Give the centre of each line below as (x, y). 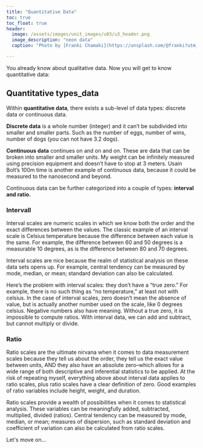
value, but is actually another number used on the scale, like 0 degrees (95, 304)
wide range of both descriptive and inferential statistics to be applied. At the (101, 371)
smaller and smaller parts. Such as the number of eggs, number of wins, (96, 132)
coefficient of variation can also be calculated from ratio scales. (85, 428)
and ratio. (19, 194)
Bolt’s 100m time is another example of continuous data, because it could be (101, 170)
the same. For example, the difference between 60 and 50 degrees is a (95, 242)
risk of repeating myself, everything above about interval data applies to (96, 378)
